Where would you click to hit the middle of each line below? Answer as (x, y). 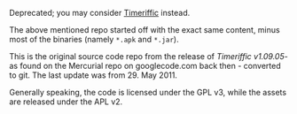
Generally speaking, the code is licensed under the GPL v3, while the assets (148, 92)
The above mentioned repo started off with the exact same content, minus (145, 30)
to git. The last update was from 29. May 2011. (93, 75)
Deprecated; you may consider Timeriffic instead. (100, 13)
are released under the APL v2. (66, 102)
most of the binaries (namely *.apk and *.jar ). (94, 39)
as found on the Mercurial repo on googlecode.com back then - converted (145, 66)
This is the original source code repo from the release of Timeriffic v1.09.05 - (148, 56)
